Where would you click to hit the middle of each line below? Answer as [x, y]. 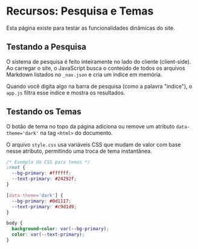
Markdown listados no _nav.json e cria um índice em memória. [84, 75]
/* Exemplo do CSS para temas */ [48, 162]
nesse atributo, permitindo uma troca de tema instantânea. [79, 151]
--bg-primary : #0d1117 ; [41, 201]
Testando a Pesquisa [46, 47]
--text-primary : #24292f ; [44, 179]
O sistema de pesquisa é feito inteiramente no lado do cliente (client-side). [99, 61]
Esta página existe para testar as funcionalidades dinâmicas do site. [91, 28]
